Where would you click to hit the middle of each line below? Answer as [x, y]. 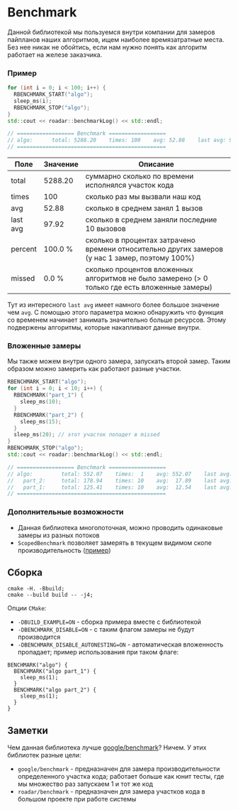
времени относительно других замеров [154, 249]
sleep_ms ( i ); [33, 101]
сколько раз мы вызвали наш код [143, 197]
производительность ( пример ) [64, 550]
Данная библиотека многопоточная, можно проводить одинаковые [120, 527]
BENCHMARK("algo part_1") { [55, 671]
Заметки [28, 730]
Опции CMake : [27, 608]
